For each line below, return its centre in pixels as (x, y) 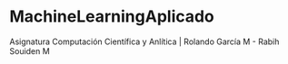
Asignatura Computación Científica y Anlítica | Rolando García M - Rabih (144, 41)
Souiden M (30, 50)
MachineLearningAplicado (112, 17)
